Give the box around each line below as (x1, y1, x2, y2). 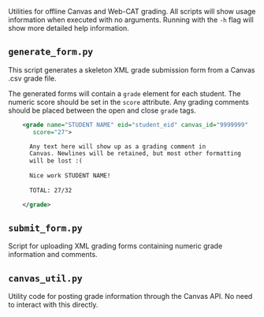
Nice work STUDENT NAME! (28, 172, 111, 180)
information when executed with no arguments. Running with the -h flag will (8, 15, 254, 24)
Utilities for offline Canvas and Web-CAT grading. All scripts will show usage (8, 7, 256, 16)
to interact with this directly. (8, 300, 99, 310)
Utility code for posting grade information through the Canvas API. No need (8, 292, 253, 301)
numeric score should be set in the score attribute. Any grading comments (8, 97, 250, 106)
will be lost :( (28, 157, 83, 165)
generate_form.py (8, 47, 93, 58)
